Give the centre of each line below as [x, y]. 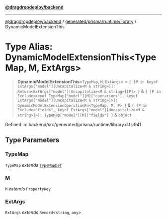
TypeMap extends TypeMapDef [34, 165]
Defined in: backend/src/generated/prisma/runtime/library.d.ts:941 [73, 124]
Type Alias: [29, 47]
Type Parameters [32, 140]
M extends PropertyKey [28, 189]
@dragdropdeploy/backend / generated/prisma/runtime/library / [71, 21]
